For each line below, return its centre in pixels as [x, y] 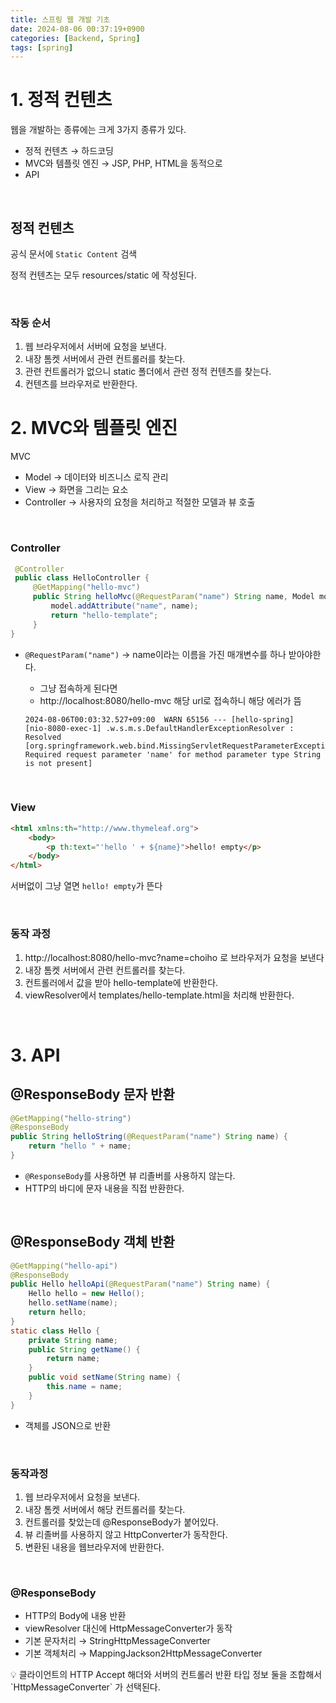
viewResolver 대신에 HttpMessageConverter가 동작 [128, 1628]
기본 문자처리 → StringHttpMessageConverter [117, 1641]
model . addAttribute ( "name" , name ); [124, 606]
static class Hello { [55, 1331]
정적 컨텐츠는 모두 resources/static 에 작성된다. [103, 275]
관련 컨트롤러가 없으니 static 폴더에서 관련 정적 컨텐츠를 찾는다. [148, 372]
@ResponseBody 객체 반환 [92, 1242]
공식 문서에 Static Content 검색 [74, 254]
